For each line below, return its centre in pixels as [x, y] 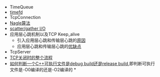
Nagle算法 [20, 23]
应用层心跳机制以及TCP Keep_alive [45, 34]
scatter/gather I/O [28, 28]
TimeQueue [21, 7]
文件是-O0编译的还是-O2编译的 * [43, 69]
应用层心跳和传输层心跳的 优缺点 [49, 46]
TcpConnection [25, 17]
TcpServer [20, 52]
